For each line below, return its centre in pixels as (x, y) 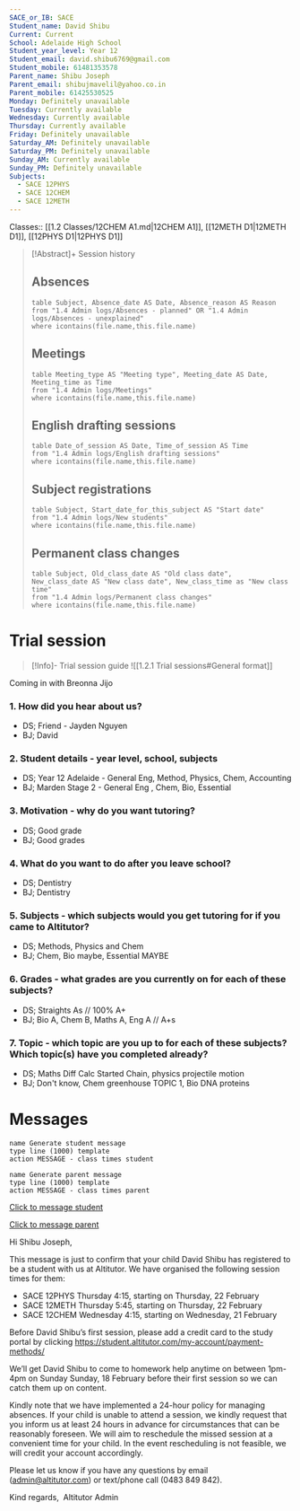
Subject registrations (91, 489)
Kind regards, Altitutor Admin (64, 1497)
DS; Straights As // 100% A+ (74, 1010)
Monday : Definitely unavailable (69, 101)
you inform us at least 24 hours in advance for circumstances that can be (145, 1424)
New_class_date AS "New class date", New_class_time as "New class (159, 581)
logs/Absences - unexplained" (88, 318)
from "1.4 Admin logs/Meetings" (91, 390)
